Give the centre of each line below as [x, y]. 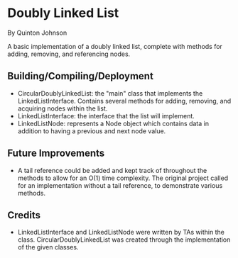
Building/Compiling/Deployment [81, 76]
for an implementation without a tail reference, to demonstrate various [120, 185]
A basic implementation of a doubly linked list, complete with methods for [115, 46]
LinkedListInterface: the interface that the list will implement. [106, 116]
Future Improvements [56, 153]
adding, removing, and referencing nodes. [69, 54]
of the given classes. [48, 247]
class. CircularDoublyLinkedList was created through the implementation [124, 240]
